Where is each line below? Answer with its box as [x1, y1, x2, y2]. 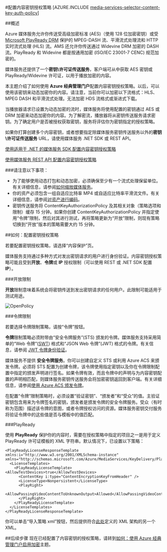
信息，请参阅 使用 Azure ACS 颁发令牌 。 [5, 383, 87, 388]
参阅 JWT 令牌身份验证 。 [18, 347, 70, 353]
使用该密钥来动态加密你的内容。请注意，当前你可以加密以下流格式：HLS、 [5, 89, 158, 95]
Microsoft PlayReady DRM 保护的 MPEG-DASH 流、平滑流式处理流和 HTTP [5, 37, 159, 43]
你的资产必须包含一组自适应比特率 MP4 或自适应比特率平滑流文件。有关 [12, 190, 160, 196]
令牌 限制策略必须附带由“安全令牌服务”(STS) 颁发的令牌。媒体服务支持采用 [5, 334, 157, 340]
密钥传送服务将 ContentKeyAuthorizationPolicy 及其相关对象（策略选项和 [12, 203, 162, 208]
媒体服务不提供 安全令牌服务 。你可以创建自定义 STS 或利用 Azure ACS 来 [5, 358, 155, 363]
